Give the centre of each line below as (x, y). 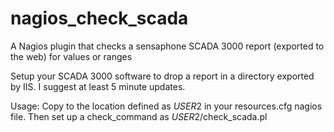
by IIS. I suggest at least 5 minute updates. (98, 86)
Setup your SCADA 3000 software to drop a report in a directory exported (162, 76)
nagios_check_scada (99, 18)
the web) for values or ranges (71, 56)
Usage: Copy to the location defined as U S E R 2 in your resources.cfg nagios (166, 106)
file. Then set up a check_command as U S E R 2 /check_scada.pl (139, 116)
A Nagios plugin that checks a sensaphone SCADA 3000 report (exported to (167, 46)
